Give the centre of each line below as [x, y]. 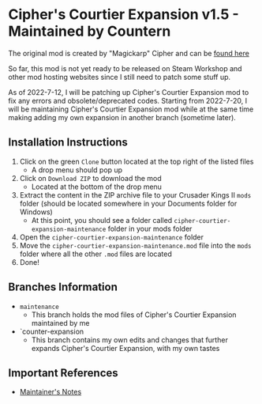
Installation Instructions [68, 143]
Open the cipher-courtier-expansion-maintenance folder [111, 237]
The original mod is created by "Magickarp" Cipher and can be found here [129, 53]
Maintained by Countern [90, 31]
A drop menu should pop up [77, 170]
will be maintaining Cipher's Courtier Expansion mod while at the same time [131, 109]
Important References [63, 373]
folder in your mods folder [150, 228]
